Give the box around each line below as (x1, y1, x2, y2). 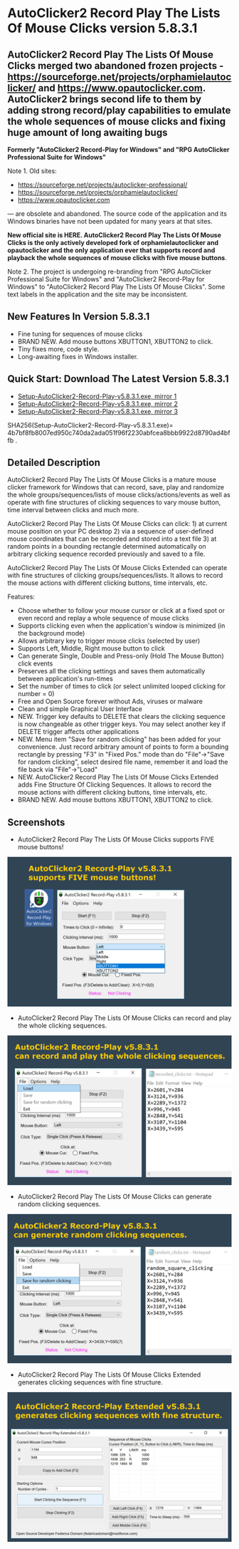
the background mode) (17, 629, 85, 638)
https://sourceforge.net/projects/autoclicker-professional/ (17, 180, 188, 189)
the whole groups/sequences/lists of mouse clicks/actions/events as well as (7, 490, 231, 499)
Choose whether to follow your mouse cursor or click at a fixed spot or (17, 606, 225, 615)
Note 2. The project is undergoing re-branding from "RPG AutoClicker (7, 267, 212, 276)
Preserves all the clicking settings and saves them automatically (17, 667, 206, 675)
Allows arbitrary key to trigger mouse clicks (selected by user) (17, 636, 201, 646)
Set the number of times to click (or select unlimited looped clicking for (17, 682, 226, 690)
